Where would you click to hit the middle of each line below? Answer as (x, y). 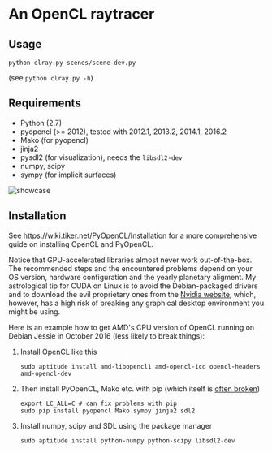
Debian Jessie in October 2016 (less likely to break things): (107, 336)
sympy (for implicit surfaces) (68, 175)
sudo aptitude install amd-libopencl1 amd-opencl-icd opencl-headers (140, 366)
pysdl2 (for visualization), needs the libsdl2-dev (101, 157)
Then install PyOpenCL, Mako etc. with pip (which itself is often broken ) (140, 388)
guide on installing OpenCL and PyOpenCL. (81, 244)
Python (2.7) (41, 123)
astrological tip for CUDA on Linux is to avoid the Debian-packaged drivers (133, 286)
